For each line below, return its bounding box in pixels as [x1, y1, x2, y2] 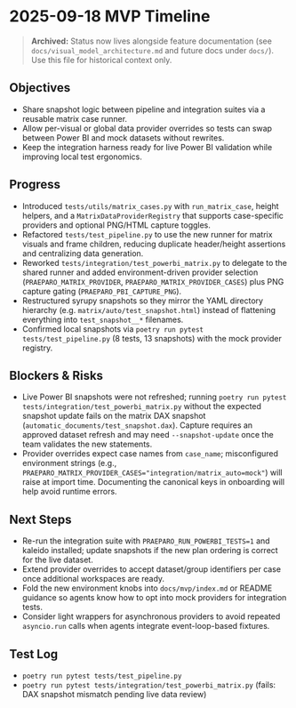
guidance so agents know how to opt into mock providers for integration [21, 592, 287, 603]
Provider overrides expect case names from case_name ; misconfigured [21, 448, 278, 459]
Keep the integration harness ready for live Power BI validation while [21, 141, 273, 152]
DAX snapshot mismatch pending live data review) [21, 689, 207, 699]
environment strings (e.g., [21, 458, 117, 469]
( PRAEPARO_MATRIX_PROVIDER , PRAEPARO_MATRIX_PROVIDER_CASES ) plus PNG [21, 276, 284, 286]
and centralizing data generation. [21, 247, 144, 259]
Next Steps [9, 511, 72, 527]
